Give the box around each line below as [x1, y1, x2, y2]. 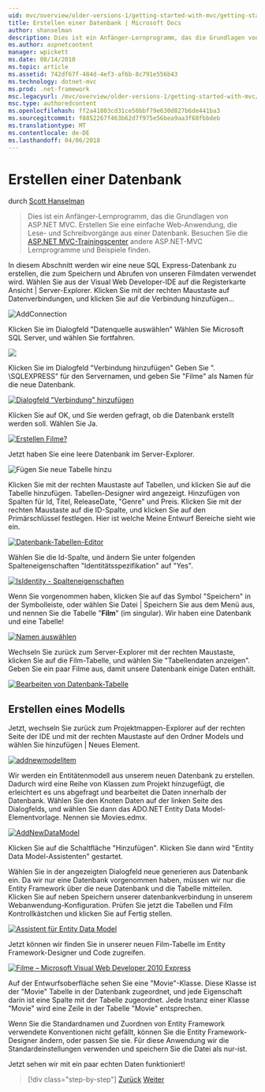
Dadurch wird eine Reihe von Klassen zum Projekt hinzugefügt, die [8, 779, 225, 789]
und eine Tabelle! [8, 617, 65, 626]
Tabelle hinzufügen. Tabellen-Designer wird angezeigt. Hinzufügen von [8, 489, 241, 498]
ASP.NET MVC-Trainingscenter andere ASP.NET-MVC [27, 237, 203, 246]
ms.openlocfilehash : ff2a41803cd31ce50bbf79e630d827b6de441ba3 [8, 107, 221, 115]
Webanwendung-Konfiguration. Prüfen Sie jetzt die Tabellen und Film [8, 901, 233, 910]
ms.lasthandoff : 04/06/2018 [8, 136, 101, 144]
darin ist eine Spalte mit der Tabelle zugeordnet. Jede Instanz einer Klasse [8, 996, 250, 1005]
